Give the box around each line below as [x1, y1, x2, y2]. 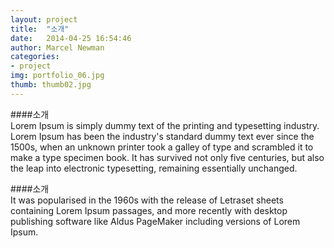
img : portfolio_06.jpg [10, 71, 105, 81]
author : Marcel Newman [10, 42, 105, 53]
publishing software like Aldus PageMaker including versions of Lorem [10, 215, 301, 227]
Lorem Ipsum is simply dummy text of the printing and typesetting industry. [10, 119, 320, 131]
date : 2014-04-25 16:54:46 [10, 33, 132, 43]
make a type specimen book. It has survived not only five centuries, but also [10, 151, 325, 163]
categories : [10, 52, 60, 62]
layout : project [10, 14, 78, 25]
